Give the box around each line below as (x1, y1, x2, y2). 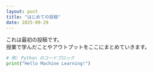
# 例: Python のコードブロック (6, 55, 75, 61)
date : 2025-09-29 (6, 19, 49, 25)
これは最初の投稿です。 (6, 36, 63, 43)
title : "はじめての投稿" (6, 14, 61, 20)
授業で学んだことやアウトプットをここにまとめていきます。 (6, 43, 150, 50)
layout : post (6, 8, 38, 15)
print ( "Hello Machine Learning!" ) (6, 61, 91, 67)
